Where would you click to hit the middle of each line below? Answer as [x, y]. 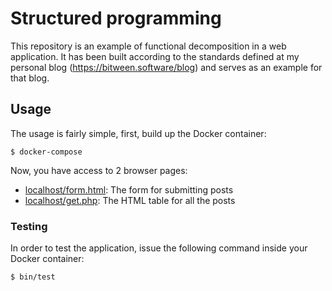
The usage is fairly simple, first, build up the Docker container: [138, 133]
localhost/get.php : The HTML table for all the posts [130, 200]
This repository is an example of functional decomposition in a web [148, 46]
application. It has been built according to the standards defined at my [155, 56]
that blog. [30, 78]
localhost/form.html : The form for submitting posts [129, 189]
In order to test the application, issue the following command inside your [159, 248]
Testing [29, 226]
